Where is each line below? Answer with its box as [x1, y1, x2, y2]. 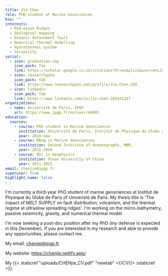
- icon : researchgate [9, 73, 55, 78]
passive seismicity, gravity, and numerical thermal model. [5, 210, 123, 216]
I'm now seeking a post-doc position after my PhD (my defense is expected [5, 220, 160, 226]
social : [5, 54, 21, 59]
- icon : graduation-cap [9, 59, 59, 64]
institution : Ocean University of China [18, 157, 104, 162]
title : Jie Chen [5, 7, 39, 13]
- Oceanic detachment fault [9, 36, 68, 41]
